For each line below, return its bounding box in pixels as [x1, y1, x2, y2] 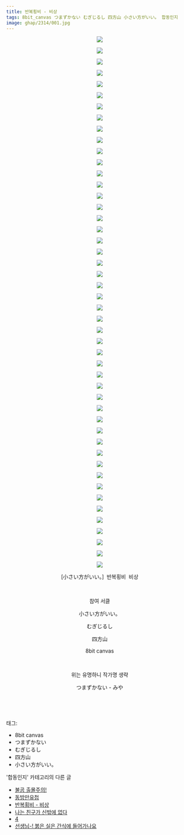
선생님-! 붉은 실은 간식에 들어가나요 [14, 822, 97, 830]
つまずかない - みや [76, 684, 123, 691]
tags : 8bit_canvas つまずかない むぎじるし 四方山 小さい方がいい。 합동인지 [6, 14, 178, 20]
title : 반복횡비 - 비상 [6, 8, 58, 15]
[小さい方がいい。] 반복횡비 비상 [61, 573, 139, 581]
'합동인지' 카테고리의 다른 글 [6, 774, 71, 781]
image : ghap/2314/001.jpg [6, 20, 70, 26]
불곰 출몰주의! [14, 786, 47, 793]
